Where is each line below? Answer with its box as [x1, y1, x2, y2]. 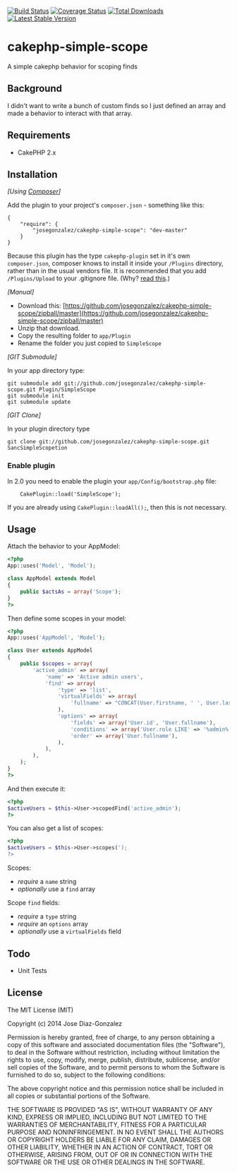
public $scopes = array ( [20, 660, 93, 667]
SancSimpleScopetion [7, 445, 68, 452]
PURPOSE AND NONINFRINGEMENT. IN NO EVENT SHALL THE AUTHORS [7, 1128, 224, 1136]
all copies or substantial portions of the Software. [7, 1092, 150, 1100]
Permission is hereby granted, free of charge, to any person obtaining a [7, 1033, 215, 1041]
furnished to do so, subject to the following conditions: [7, 1070, 166, 1079]
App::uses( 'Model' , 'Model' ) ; [7, 562, 97, 570]
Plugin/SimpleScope [38, 386, 97, 393]
